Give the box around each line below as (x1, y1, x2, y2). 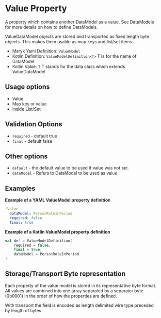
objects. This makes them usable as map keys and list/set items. (5, 38, 133, 44)
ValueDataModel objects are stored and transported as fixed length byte (5, 33, 149, 39)
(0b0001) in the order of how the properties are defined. (5, 293, 117, 299)
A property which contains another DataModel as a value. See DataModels (5, 19, 154, 25)
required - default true (12, 133, 57, 139)
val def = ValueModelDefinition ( (5, 238, 73, 243)
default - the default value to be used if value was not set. (12, 165, 129, 171)
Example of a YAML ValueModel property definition (5, 197, 111, 203)
